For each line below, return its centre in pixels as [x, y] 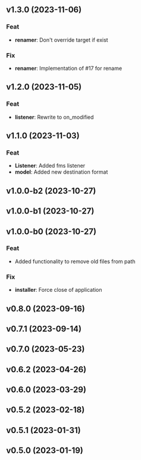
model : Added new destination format [61, 172]
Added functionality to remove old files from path [75, 261]
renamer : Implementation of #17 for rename [68, 68]
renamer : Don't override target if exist [61, 40]
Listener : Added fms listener [50, 166]
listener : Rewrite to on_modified [54, 117]
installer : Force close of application [58, 290]
